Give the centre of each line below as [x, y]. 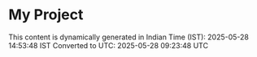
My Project [46, 15]
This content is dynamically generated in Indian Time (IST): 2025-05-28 [129, 37]
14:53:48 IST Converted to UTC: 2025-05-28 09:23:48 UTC [109, 45]
